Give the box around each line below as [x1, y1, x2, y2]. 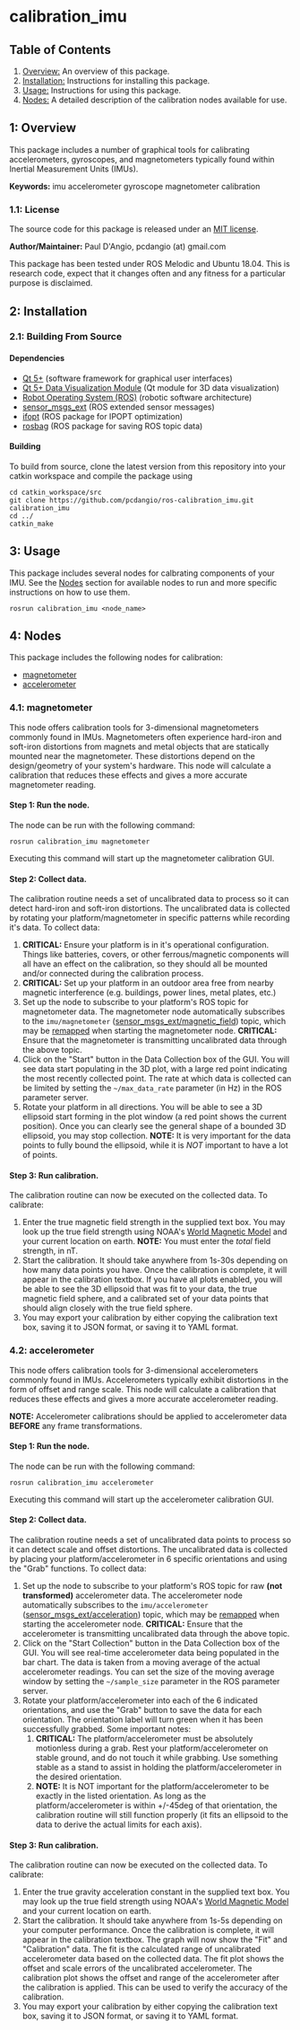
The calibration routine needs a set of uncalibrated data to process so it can [9, 894, 289, 905]
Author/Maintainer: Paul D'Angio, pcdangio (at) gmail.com [9, 241, 227, 252]
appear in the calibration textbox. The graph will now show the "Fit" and [21, 1934, 288, 1946]
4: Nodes [9, 629, 62, 644]
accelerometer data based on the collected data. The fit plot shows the [21, 1954, 285, 1964]
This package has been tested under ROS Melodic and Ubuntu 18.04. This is [9, 259, 291, 269]
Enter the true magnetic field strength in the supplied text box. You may [21, 1217, 286, 1228]
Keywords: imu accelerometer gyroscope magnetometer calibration [9, 181, 261, 191]
